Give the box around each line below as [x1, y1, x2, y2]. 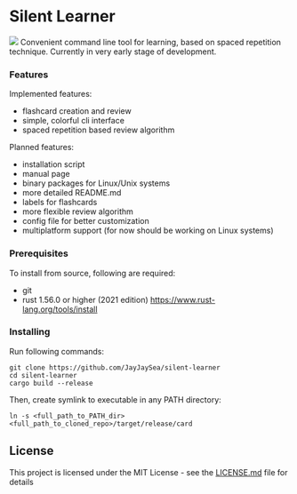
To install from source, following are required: [9, 267, 176, 278]
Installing [9, 326, 51, 339]
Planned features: [9, 142, 74, 153]
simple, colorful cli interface [21, 116, 124, 126]
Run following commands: [9, 346, 105, 356]
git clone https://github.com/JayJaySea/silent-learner [9, 363, 221, 372]
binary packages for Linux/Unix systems [21, 178, 171, 188]
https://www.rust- [149, 294, 216, 305]
